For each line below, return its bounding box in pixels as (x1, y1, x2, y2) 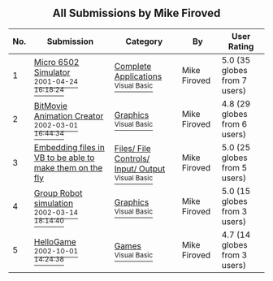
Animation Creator (33, 110, 104, 121)
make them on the (33, 162, 103, 173)
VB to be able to (33, 152, 95, 163)
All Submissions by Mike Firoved (52, 6, 221, 20)
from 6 (221, 118, 248, 129)
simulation (33, 197, 74, 209)
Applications (114, 71, 162, 82)
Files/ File (114, 142, 151, 153)
